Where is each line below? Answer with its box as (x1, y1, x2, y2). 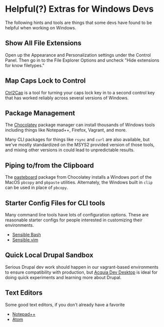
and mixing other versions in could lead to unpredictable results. (5, 147, 135, 153)
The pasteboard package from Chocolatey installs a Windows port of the (5, 174, 152, 180)
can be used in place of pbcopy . (5, 185, 69, 190)
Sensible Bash (12, 232, 41, 237)
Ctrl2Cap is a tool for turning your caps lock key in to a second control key (5, 90, 155, 95)
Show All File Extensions (5, 39, 82, 47)
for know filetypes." (5, 62, 45, 68)
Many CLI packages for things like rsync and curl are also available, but (5, 137, 150, 142)
